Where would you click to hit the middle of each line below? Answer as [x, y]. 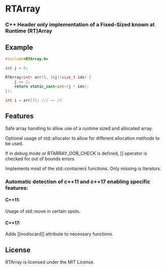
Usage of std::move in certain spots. [43, 211]
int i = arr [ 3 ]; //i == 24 [34, 101]
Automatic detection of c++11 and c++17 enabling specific [78, 182]
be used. [14, 143]
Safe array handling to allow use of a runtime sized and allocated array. [79, 128]
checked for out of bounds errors [40, 159]
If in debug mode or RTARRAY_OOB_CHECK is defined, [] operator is [76, 153]
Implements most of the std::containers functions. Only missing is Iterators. [83, 168]
